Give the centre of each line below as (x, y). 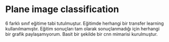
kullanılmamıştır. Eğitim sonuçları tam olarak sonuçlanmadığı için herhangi (82, 28)
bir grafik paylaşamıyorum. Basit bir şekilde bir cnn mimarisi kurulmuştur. (81, 34)
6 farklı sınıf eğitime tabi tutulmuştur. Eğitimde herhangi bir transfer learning (84, 23)
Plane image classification (62, 9)
